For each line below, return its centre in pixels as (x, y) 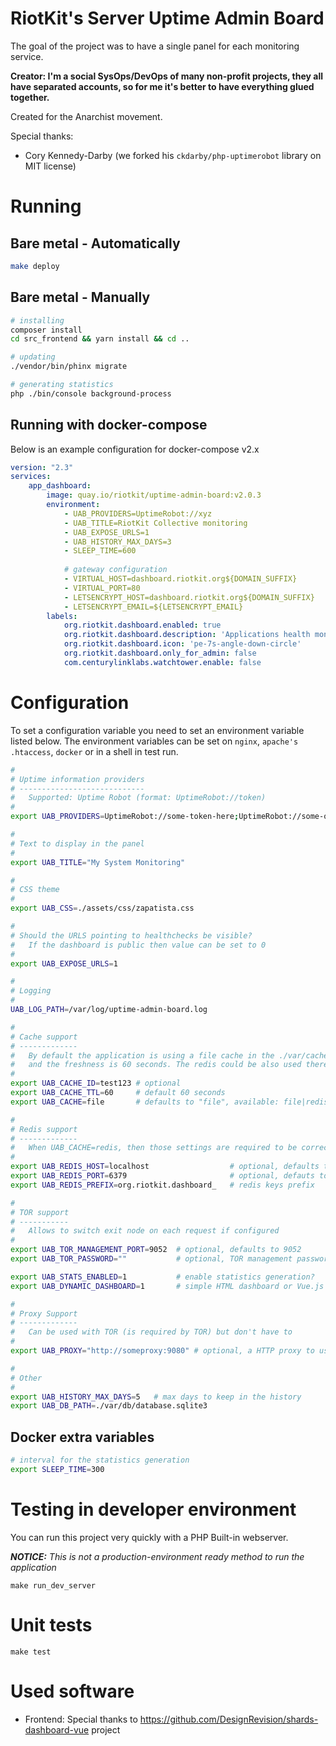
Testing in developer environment (153, 1509)
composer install (46, 330)
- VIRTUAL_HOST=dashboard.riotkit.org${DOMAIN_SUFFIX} (180, 579)
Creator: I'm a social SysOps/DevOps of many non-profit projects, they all (167, 76)
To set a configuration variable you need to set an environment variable (157, 730)
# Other (26, 1378)
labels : (62, 616)
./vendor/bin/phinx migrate (69, 367)
